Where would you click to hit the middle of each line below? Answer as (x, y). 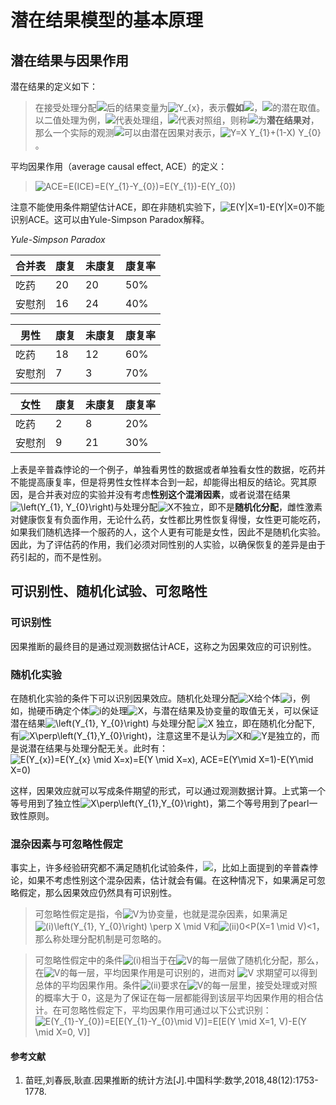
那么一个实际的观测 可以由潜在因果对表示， (127, 132)
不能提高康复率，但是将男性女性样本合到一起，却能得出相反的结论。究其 (159, 482)
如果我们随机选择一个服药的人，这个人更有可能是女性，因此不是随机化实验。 (168, 532)
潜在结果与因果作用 (69, 60)
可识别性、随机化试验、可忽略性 (109, 591)
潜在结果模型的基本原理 (107, 20)
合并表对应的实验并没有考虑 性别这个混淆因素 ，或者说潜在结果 (163, 494)
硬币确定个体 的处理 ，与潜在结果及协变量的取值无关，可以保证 (177, 710)
